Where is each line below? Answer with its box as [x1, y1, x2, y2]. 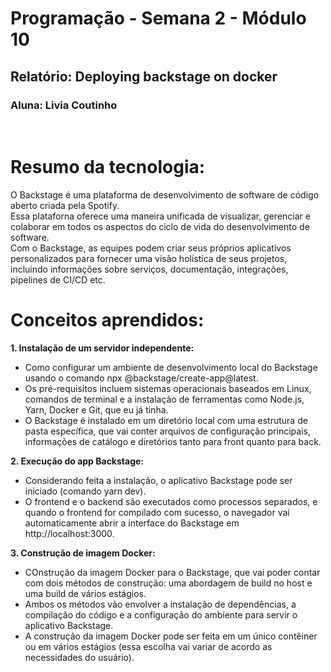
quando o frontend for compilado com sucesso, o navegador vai [24, 506, 290, 518]
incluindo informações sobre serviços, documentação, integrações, [10, 263, 289, 275]
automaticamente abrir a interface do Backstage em [24, 517, 240, 529]
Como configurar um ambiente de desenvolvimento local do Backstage [24, 361, 318, 373]
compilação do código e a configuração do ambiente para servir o [24, 608, 298, 621]
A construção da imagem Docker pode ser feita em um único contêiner [24, 630, 318, 642]
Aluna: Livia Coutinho [10, 98, 118, 112]
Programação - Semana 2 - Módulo [10, 7, 307, 30]
